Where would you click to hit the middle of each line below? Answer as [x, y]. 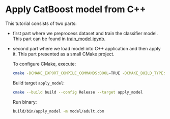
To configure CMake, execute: [44, 64]
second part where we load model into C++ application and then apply [87, 48]
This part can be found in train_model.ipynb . [59, 39]
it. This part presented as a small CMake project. [63, 54]
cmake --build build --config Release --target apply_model [78, 92]
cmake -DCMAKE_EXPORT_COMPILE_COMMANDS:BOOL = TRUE [66, 73]
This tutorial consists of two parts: [41, 23]
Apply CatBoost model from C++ [76, 9]
